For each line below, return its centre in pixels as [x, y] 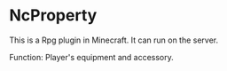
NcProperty [53, 16]
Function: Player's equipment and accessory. [92, 57]
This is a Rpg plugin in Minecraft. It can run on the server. [114, 40]
